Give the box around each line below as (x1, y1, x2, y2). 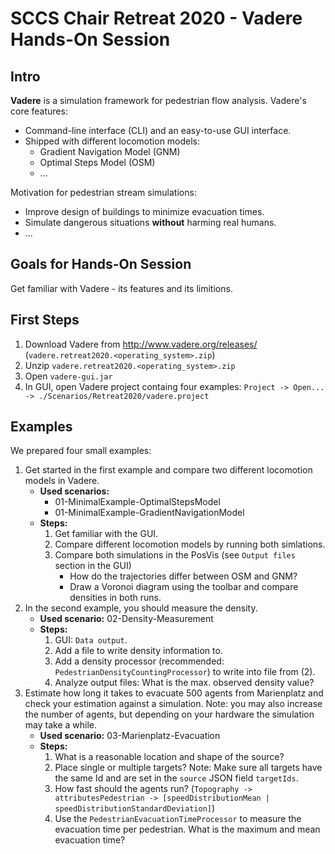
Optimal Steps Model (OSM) (39, 157, 156, 168)
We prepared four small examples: (10, 445, 152, 457)
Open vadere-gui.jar (24, 370, 113, 382)
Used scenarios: (39, 485, 110, 497)
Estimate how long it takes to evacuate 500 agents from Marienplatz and (24, 687, 324, 699)
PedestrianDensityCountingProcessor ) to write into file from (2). (54, 666, 316, 678)
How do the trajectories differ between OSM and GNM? (69, 570, 298, 582)
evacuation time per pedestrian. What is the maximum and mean (54, 823, 321, 836)
